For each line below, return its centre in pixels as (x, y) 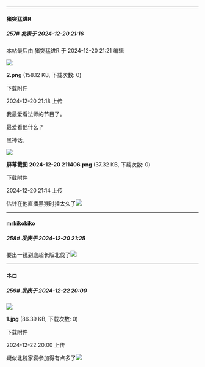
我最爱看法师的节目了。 (36, 114)
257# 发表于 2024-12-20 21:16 (45, 34)
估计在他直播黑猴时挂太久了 (41, 203)
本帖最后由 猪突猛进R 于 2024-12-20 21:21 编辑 (65, 50)
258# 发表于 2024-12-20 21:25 (46, 238)
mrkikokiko (21, 223)
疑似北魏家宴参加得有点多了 (41, 358)
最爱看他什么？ (25, 127)
